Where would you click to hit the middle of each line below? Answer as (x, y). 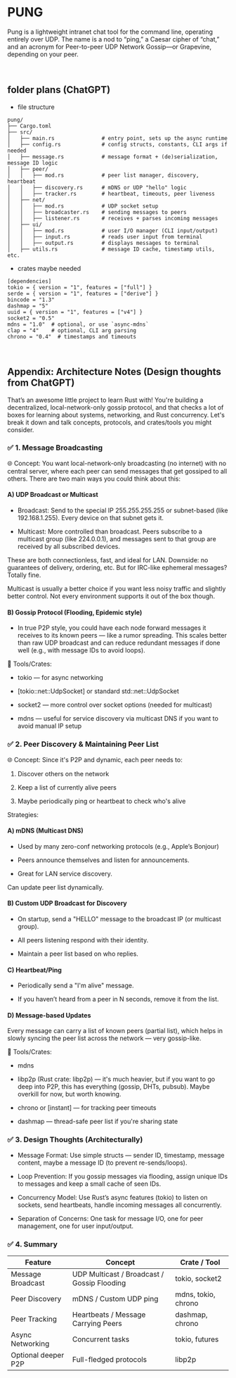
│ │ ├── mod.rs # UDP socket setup (83, 206)
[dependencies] (29, 281)
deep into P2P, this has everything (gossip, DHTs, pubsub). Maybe (113, 1087)
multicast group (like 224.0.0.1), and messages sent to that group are (117, 539)
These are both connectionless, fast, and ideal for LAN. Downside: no (108, 560)
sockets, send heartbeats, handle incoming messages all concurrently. (120, 1205)
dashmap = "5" (28, 306)
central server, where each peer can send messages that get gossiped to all (117, 471)
